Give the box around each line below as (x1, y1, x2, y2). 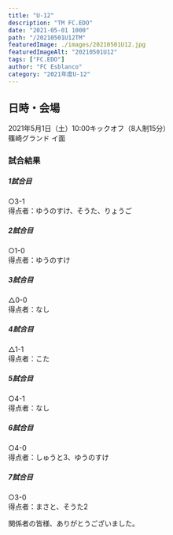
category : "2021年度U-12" (8, 70, 90, 78)
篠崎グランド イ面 (8, 133, 65, 143)
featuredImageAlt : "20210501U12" (8, 48, 118, 56)
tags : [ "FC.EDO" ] (8, 56, 65, 64)
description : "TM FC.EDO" (8, 19, 93, 27)
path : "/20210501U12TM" (8, 33, 86, 42)
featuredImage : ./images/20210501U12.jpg (8, 41, 146, 49)
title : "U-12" (8, 11, 55, 20)
